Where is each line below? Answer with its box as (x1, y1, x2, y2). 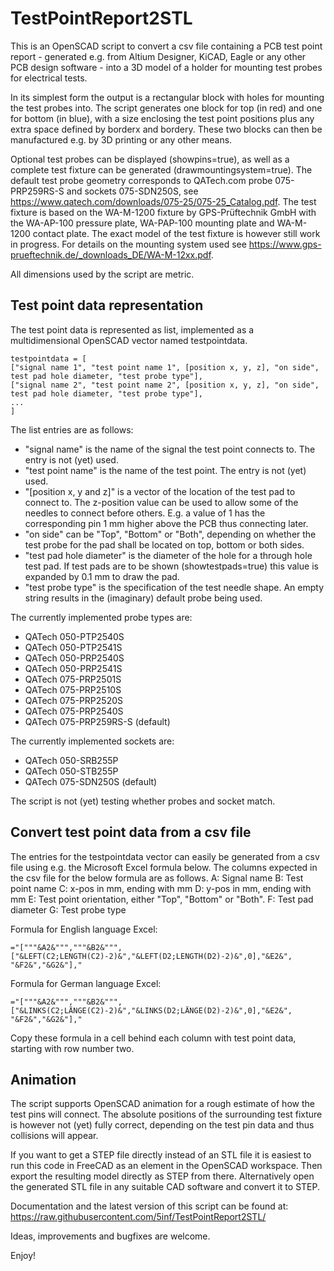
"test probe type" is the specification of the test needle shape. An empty (24, 581, 325, 593)
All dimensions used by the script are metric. (10, 268, 195, 280)
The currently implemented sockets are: (10, 735, 175, 747)
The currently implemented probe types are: (10, 611, 193, 623)
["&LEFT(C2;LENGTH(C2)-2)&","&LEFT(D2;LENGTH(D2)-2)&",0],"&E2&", (10, 951, 293, 961)
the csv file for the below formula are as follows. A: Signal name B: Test (10, 872, 304, 884)
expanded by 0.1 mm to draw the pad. (24, 570, 180, 582)
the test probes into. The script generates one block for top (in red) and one (10, 102, 323, 114)
